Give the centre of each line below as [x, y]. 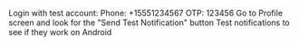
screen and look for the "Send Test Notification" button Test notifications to [149, 23]
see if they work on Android [60, 32]
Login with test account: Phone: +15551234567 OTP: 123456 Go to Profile [145, 13]
